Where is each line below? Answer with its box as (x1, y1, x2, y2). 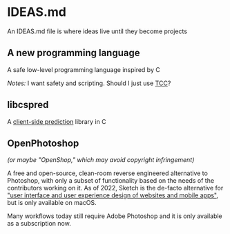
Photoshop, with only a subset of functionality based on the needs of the (7, 177, 215, 185)
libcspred (7, 99, 49, 111)
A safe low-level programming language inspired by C (7, 65, 160, 73)
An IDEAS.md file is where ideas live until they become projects (7, 27, 188, 35)
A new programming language (7, 47, 140, 59)
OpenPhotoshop (7, 137, 79, 149)
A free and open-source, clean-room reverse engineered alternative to (7, 169, 209, 177)
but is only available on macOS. (7, 199, 97, 207)
